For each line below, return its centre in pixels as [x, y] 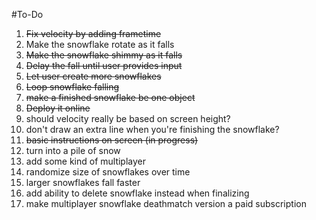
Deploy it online [58, 108]
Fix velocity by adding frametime [93, 33]
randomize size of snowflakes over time [108, 172]
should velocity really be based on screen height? [128, 118]
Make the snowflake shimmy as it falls [104, 55]
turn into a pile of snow [73, 150]
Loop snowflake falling [72, 87]
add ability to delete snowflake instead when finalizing [137, 193]
